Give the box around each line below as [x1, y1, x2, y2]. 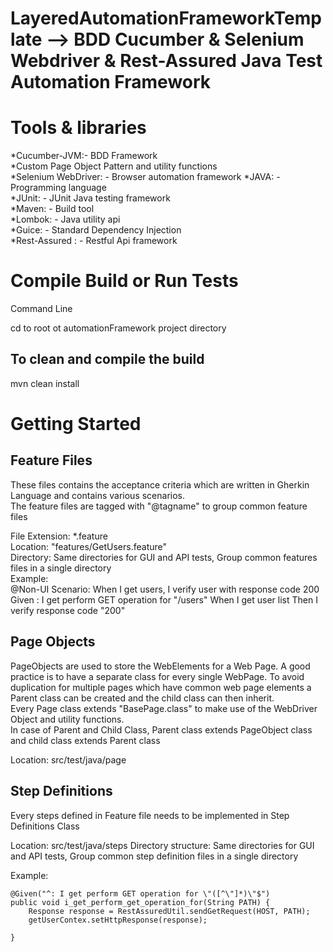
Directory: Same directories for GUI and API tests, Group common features [10, 551, 318, 563]
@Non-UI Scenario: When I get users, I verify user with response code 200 [10, 583, 320, 595]
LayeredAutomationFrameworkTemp [10, 7, 322, 30]
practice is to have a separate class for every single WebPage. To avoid [10, 670, 305, 682]
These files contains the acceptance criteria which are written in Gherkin [10, 478, 310, 491]
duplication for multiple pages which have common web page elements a [10, 681, 312, 693]
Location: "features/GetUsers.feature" [10, 540, 168, 552]
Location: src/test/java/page [10, 753, 127, 766]
